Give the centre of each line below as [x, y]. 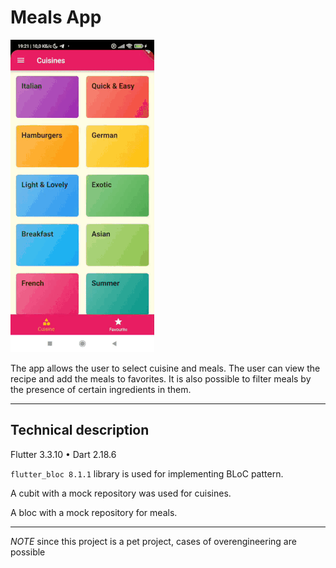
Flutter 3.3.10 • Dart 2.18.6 [63, 454]
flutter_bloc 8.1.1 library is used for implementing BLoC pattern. [147, 473]
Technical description [80, 430]
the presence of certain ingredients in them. [101, 389]
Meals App [56, 17]
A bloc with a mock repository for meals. [94, 512]
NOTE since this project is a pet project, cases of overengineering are [153, 541]
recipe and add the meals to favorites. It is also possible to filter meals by [161, 378]
